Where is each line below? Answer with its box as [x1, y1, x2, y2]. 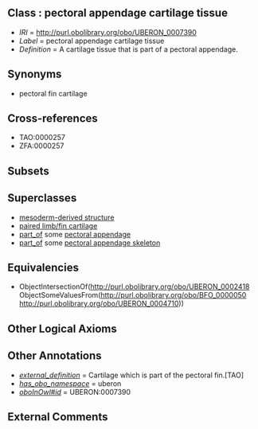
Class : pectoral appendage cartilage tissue [7, 6, 229, 20]
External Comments [7, 410, 108, 424]
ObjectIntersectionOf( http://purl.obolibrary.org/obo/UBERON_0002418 [18, 282, 250, 291]
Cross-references [7, 111, 99, 126]
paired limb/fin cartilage [18, 220, 98, 230]
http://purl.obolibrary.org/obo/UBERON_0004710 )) [18, 298, 184, 309]
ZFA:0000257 [18, 141, 64, 150]
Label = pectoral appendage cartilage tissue [18, 36, 165, 45]
